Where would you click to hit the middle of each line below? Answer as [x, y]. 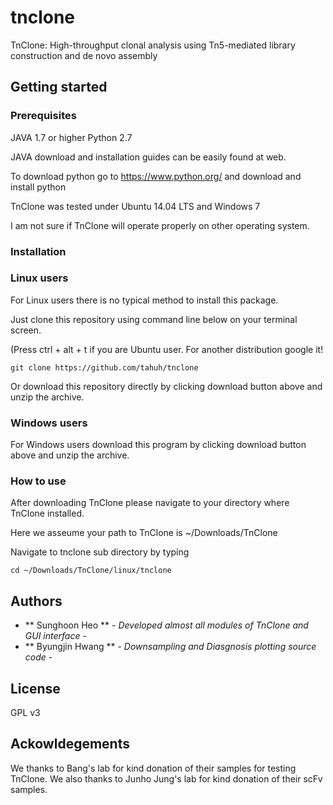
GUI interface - [55, 636]
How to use [38, 481]
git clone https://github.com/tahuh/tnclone [104, 367]
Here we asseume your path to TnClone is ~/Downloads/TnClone [144, 533]
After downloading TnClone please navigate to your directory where [150, 503]
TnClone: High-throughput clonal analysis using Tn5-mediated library [153, 45]
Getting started [59, 87]
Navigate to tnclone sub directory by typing [100, 552]
